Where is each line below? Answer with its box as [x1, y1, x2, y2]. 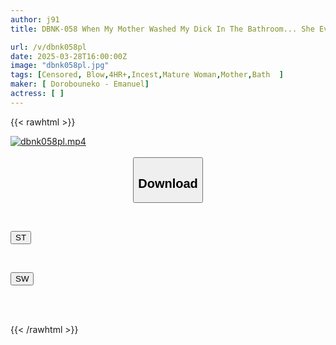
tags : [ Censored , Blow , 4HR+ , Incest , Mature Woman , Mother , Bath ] [10, 70, 284, 80]
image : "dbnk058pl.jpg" [10, 61, 110, 71]
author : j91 [10, 14, 60, 25]
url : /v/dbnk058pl [10, 42, 87, 52]
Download [138, 176, 198, 191]
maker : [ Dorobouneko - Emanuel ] [10, 79, 150, 90]
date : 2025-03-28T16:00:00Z [10, 51, 128, 61]
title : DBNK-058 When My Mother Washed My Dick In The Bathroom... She [10, 24, 315, 34]
